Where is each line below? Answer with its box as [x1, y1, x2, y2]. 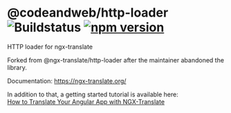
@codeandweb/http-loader [7, 5, 169, 21]
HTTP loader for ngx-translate [7, 42, 93, 51]
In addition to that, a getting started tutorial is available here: [7, 90, 178, 98]
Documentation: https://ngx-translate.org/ [7, 76, 127, 85]
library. [7, 63, 28, 71]
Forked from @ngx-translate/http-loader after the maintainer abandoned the [7, 55, 225, 64]
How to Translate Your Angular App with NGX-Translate [7, 97, 165, 105]
